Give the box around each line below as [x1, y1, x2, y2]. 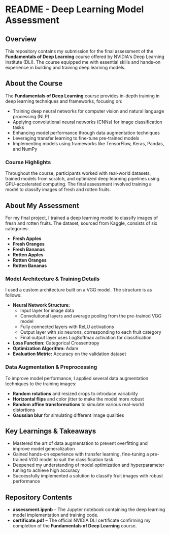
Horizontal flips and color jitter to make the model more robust [12, 396, 144, 402]
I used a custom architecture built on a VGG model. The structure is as [5, 287, 152, 293]
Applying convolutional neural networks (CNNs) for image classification [12, 119, 162, 125]
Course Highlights [5, 158, 51, 166]
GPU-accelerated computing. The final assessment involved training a [5, 181, 152, 187]
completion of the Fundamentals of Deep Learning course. [12, 523, 137, 529]
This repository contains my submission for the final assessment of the [5, 48, 154, 54]
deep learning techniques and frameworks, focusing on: [5, 98, 123, 104]
